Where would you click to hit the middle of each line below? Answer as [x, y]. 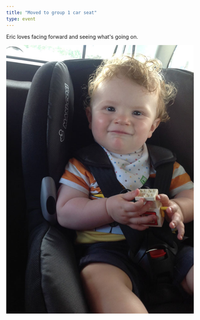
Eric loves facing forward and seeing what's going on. [72, 36]
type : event [21, 19]
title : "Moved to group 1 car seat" [51, 13]
